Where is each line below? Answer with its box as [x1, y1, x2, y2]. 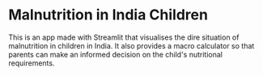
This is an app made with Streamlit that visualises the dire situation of [8, 32, 240, 42]
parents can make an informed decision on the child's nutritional [8, 49, 223, 59]
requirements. [8, 58, 55, 68]
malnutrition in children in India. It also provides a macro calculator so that [8, 40, 255, 50]
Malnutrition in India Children [8, 6, 209, 24]
